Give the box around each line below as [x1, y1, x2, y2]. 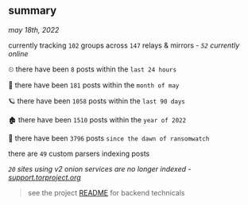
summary [8, 4, 57, 17]
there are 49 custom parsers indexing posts [8, 149, 150, 158]
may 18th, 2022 [8, 25, 60, 34]
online [8, 48, 29, 58]
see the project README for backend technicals [27, 188, 185, 197]
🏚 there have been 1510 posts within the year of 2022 [8, 114, 187, 124]
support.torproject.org [8, 172, 81, 182]
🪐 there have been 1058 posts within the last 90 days [8, 96, 185, 106]
